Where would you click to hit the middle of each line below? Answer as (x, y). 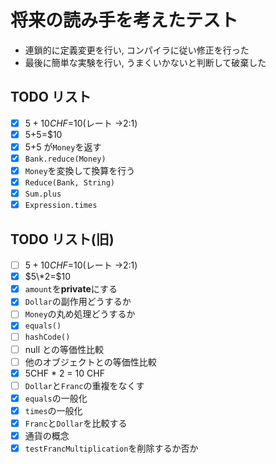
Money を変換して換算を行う (80, 170)
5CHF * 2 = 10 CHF (64, 373)
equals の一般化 (56, 398)
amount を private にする (71, 289)
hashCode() (47, 337)
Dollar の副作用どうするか (78, 302)
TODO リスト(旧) (62, 239)
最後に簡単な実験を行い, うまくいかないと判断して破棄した (145, 62)
